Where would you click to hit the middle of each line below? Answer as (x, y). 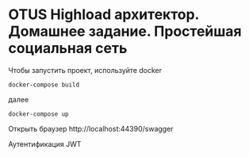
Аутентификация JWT (45, 144)
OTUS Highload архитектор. (104, 15)
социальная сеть (68, 48)
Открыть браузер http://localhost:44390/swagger (91, 128)
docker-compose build (44, 85)
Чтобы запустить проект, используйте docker (85, 70)
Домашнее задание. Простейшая (125, 31)
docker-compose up (38, 114)
